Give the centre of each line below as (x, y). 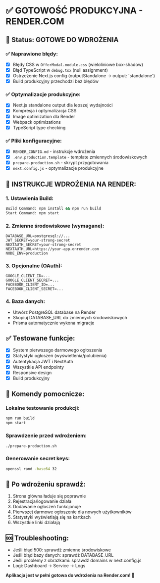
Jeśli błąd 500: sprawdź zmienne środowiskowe (62, 550)
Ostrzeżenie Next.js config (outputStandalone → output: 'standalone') (84, 76)
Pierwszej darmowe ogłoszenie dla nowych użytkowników (72, 512)
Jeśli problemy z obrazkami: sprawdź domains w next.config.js (77, 560)
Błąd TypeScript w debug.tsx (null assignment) (60, 70)
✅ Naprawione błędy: (32, 53)
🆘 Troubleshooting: (37, 538)
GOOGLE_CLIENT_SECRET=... (32, 280)
